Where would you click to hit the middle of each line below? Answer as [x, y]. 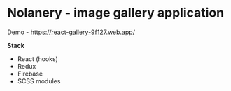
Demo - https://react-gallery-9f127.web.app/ [71, 32]
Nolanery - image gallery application [116, 13]
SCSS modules [39, 81]
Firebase [30, 74]
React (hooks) [37, 59]
